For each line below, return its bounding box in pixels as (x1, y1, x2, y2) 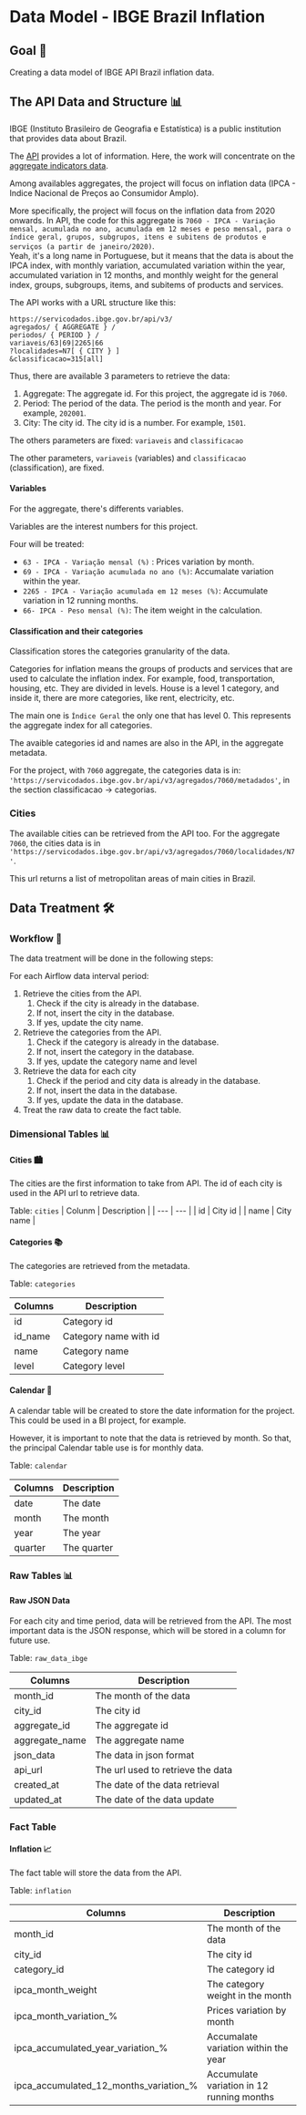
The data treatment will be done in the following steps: (9, 953, 214, 964)
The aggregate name (95, 1734, 185, 1747)
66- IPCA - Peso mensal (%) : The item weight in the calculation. (22, 604, 262, 616)
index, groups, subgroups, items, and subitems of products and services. (9, 279, 284, 290)
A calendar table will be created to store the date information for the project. (9, 1405, 295, 1416)
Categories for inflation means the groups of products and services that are (9, 664, 293, 675)
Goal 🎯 (9, 43, 47, 58)
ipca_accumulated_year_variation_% (14, 2041, 168, 2054)
